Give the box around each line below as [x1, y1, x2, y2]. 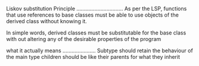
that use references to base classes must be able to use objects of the [6, 11, 179, 18]
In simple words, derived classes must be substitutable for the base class [6, 29, 186, 36]
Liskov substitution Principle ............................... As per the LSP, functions [6, 5, 187, 12]
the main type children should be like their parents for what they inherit [6, 54, 181, 60]
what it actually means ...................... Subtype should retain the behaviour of [6, 47, 194, 54]
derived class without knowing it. [6, 18, 88, 24]
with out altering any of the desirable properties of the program [6, 36, 161, 42]
